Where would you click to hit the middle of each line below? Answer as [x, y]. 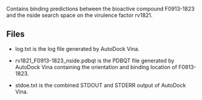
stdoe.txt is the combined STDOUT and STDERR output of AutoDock [100, 85]
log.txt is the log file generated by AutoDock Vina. [77, 48]
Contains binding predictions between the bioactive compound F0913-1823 [101, 9]
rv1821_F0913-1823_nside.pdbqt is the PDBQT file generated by [95, 61]
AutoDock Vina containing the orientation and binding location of [96, 67]
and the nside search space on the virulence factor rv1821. [79, 15]
